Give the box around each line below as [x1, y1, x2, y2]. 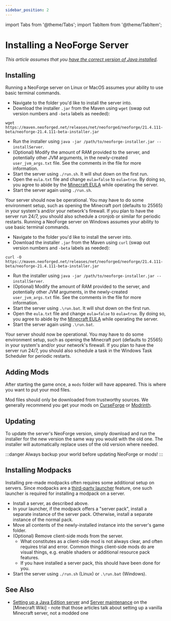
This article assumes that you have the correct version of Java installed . [5, 56, 158, 62]
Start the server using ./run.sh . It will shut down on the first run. [12, 171, 149, 177]
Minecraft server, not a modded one [12, 610, 89, 616]
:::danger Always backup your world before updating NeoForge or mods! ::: [5, 451, 163, 457]
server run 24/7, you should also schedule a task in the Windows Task [5, 347, 152, 354]
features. [20, 554, 40, 560]
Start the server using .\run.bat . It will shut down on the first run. [12, 305, 151, 311]
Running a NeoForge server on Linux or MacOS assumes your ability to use [5, 85, 163, 91]
